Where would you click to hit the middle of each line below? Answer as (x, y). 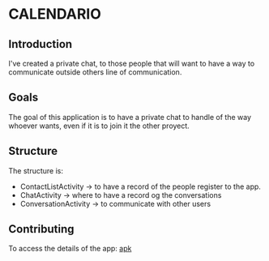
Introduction (41, 44)
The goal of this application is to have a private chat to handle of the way (130, 117)
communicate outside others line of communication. (95, 72)
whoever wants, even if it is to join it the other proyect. (99, 126)
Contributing (41, 229)
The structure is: (36, 170)
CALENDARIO (55, 14)
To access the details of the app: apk (70, 249)
